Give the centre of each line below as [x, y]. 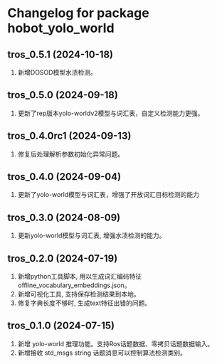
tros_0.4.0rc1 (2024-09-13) [69, 136]
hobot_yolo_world [61, 28]
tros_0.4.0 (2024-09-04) [64, 177]
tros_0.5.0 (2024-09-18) [63, 95]
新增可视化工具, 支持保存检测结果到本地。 [79, 294]
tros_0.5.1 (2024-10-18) [60, 54]
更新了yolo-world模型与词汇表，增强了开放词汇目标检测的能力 [108, 195]
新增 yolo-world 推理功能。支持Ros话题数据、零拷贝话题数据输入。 [116, 343]
